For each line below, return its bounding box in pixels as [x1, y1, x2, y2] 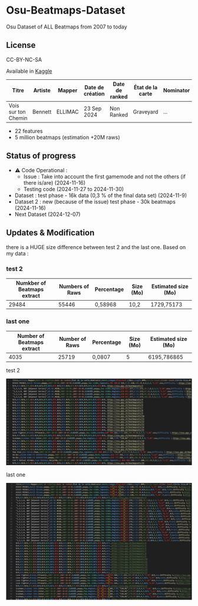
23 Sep [83, 105, 102, 112]
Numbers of [58, 282, 90, 290]
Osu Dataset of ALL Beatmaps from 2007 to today [6, 23, 128, 30]
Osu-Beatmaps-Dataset [6, 4, 126, 17]
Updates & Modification [6, 228, 95, 238]
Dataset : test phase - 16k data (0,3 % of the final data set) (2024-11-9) [14, 192, 187, 199]
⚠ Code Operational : [14, 166, 68, 173]
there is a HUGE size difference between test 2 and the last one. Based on [6, 243, 186, 250]
